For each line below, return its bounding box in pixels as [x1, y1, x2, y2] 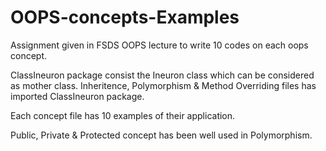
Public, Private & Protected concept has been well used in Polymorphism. [10, 129, 313, 141]
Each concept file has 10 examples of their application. [10, 109, 236, 121]
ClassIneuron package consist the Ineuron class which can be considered [10, 69, 315, 81]
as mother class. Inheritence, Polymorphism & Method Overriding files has [10, 79, 317, 91]
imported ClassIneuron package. [10, 90, 145, 102]
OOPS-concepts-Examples [10, 6, 240, 29]
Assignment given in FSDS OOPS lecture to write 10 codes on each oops [10, 39, 309, 51]
